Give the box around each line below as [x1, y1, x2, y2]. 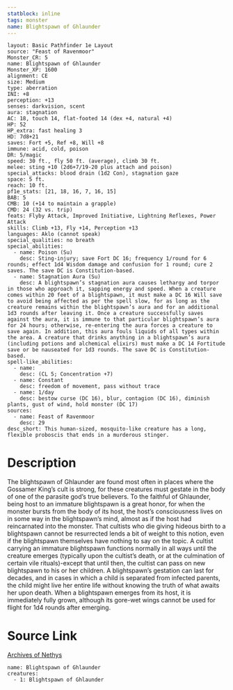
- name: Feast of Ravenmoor [13, 413, 95, 421]
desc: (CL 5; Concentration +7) [19, 371, 113, 378]
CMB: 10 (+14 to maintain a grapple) [7, 200, 117, 207]
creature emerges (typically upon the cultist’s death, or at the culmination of [7, 552, 225, 560]
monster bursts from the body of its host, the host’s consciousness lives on [7, 507, 223, 515]
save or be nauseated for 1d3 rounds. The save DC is [7, 346, 167, 353]
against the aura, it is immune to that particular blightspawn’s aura [7, 316, 219, 323]
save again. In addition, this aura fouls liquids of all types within [7, 328, 219, 335]
